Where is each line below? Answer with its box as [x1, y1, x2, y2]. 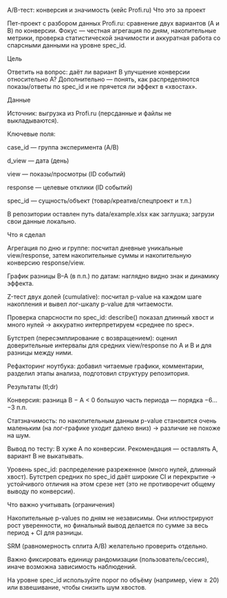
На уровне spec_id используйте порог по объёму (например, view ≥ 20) [7, 576, 219, 584]
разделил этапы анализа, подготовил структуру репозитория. [7, 369, 190, 378]
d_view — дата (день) [7, 156, 69, 165]
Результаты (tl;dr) [7, 382, 58, 391]
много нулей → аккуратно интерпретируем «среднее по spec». [7, 320, 195, 329]
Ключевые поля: [7, 130, 56, 138]
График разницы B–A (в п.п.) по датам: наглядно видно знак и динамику [7, 272, 219, 280]
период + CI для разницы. [7, 528, 84, 537]
